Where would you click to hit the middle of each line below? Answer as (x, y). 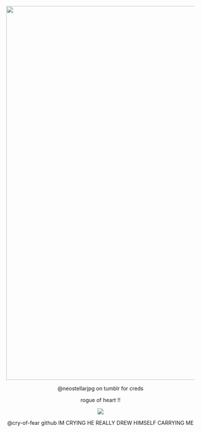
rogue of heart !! (100, 400)
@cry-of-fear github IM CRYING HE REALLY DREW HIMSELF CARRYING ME (100, 423)
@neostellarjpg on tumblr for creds (100, 388)
